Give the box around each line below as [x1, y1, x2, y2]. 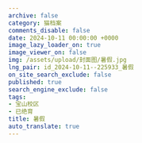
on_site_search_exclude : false [8, 71, 112, 79]
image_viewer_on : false [8, 48, 87, 56]
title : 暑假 [8, 115, 45, 123]
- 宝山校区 [8, 100, 40, 108]
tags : [8, 93, 26, 101]
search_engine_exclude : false [8, 85, 109, 94]
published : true [8, 78, 62, 86]
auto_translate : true [8, 122, 80, 130]
